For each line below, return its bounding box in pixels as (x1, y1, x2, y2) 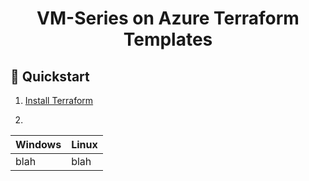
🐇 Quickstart (10, 68, 90, 85)
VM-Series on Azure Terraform (36, 7, 300, 30)
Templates (123, 28, 213, 51)
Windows (15, 138, 62, 151)
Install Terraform (24, 95, 94, 106)
